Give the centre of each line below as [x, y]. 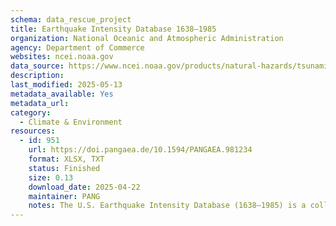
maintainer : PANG [64, 196]
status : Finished [64, 168]
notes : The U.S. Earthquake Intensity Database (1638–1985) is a [167, 206]
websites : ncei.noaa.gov [62, 57]
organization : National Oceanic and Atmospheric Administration [147, 38]
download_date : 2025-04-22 [84, 187]
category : [31, 112]
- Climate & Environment [71, 122]
